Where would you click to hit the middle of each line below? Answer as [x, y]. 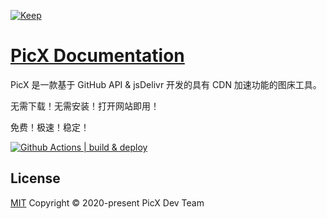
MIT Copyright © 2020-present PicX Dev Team [107, 202]
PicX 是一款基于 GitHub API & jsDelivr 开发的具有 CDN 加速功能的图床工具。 [166, 84]
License [35, 178]
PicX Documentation [97, 56]
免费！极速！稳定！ [50, 127]
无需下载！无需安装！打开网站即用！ [85, 106]
